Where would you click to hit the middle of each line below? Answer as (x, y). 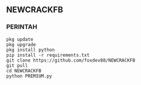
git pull (17, 65)
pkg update (20, 39)
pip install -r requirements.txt (48, 55)
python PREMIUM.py (29, 76)
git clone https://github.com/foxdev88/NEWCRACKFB (71, 60)
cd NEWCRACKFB (24, 71)
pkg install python (31, 50)
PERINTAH (22, 27)
